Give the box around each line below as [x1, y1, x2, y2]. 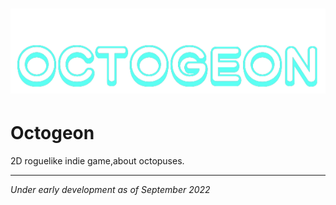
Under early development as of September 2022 [10, 184, 211, 196]
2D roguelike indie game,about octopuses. [10, 155, 185, 167]
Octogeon [10, 122, 95, 145]
